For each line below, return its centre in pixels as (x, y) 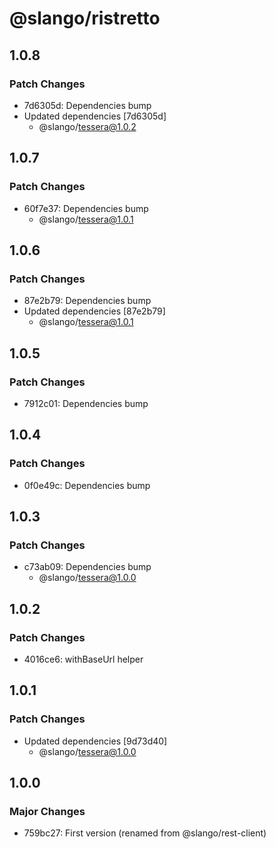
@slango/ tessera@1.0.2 (87, 126)
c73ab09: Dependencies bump (87, 567)
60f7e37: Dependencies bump (86, 208)
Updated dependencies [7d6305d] (95, 116)
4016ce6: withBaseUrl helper (83, 659)
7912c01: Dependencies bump (86, 403)
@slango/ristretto (85, 18)
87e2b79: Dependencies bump (87, 301)
